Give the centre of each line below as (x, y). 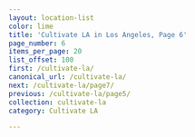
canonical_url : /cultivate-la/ (68, 77)
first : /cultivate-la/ (51, 69)
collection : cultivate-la (57, 102)
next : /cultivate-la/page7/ (62, 85)
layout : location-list (51, 18)
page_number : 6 (37, 43)
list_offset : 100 (41, 60)
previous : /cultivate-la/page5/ (69, 93)
